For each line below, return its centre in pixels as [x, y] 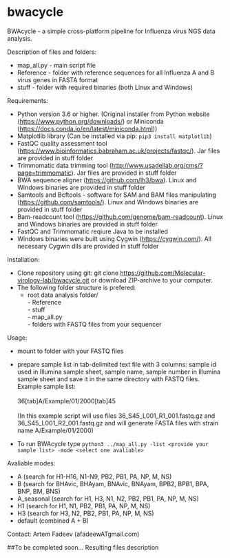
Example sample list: [46, 386]
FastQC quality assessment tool [62, 143]
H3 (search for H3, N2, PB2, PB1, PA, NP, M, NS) [85, 513]
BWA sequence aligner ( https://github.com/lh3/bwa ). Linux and [107, 180]
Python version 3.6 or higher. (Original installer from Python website [113, 114]
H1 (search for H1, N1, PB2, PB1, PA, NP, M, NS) [84, 506]
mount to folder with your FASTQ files [70, 351]
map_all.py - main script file [56, 65]
